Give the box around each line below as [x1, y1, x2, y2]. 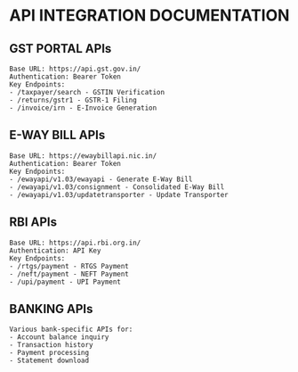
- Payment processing [9, 349, 90, 358]
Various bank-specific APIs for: [9, 325, 133, 335]
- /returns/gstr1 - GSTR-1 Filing [9, 95, 138, 104]
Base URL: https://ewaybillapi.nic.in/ [9, 151, 157, 161]
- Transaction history [9, 341, 93, 350]
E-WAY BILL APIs [9, 128, 106, 143]
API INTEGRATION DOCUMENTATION [9, 5, 290, 26]
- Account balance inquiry [9, 333, 109, 342]
